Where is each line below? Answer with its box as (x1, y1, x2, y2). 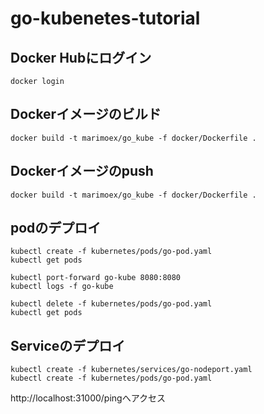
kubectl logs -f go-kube (10, 282, 114, 292)
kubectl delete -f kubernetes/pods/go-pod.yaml (10, 299, 213, 309)
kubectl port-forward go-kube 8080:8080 (10, 273, 182, 283)
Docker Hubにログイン (10, 49, 152, 66)
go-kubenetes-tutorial (10, 7, 201, 30)
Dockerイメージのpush (10, 163, 154, 180)
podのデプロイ (10, 220, 102, 237)
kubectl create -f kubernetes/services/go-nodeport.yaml (10, 365, 253, 375)
